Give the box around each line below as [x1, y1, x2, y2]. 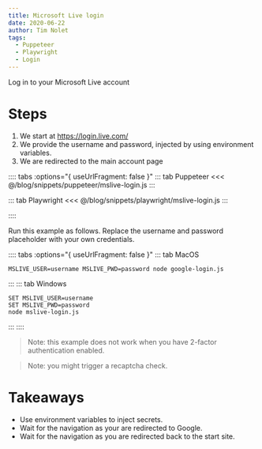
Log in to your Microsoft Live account [8, 77, 130, 87]
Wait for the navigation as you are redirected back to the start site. [19, 432, 235, 441]
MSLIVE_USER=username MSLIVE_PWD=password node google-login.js [8, 265, 224, 273]
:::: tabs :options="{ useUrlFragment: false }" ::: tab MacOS [8, 250, 200, 259]
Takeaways [8, 389, 84, 406]
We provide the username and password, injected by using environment [19, 139, 254, 149]
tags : [8, 33, 26, 42]
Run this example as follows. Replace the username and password [8, 226, 223, 236]
